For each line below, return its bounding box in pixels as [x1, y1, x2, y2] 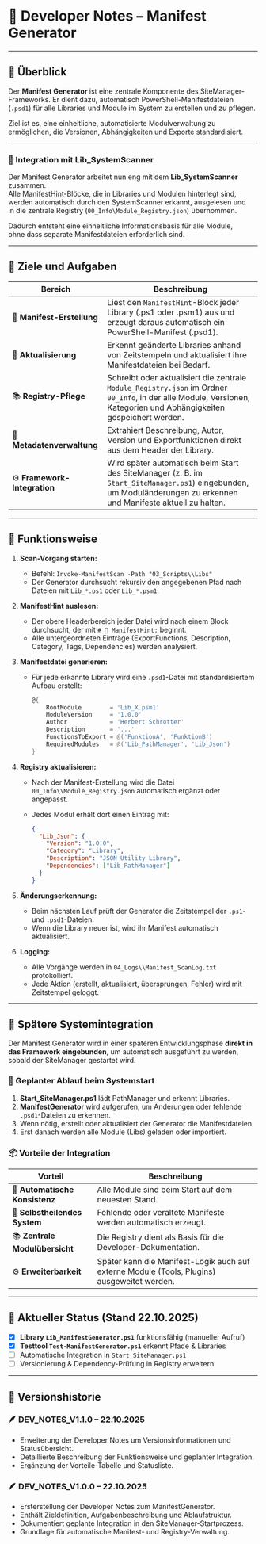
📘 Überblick [8, 65, 67, 78]
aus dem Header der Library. [106, 444, 215, 455]
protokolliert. [31, 970, 74, 980]
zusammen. [8, 181, 47, 190]
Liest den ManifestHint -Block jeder [106, 296, 240, 308]
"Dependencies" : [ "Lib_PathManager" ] [46, 862, 170, 870]
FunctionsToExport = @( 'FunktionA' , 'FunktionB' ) [46, 733, 213, 741]
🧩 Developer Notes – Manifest [8, 7, 207, 25]
